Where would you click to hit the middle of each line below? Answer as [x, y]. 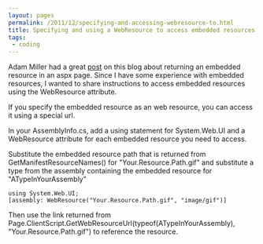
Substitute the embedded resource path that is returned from [107, 155]
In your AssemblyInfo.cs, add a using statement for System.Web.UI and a [127, 131]
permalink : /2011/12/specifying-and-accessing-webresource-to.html [121, 23]
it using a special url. [42, 115]
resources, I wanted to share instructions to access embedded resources [127, 84]
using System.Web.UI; [44, 194]
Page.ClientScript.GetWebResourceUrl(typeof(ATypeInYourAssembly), [122, 224]
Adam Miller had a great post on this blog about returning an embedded [124, 67]
